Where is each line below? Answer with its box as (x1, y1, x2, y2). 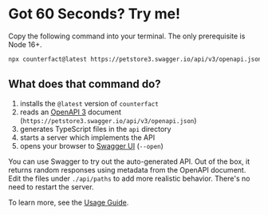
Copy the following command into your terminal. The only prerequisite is (8, 31, 246, 41)
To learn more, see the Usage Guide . (8, 197, 129, 207)
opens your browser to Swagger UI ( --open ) (19, 141, 164, 150)
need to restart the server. (8, 181, 94, 192)
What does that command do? (8, 78, 161, 91)
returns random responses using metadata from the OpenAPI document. (8, 165, 246, 174)
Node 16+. (8, 39, 42, 49)
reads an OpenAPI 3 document (19, 107, 122, 117)
